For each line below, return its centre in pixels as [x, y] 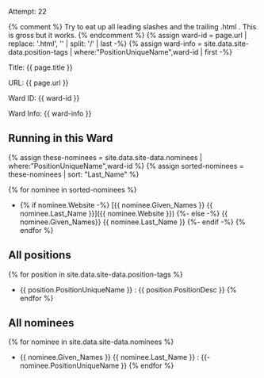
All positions [40, 256]
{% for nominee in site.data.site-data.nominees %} [91, 342]
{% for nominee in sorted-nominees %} [73, 189]
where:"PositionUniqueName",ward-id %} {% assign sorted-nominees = [126, 166]
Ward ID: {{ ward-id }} [44, 98]
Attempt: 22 [28, 11]
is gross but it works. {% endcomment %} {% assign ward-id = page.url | [128, 35]
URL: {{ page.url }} [38, 83]
